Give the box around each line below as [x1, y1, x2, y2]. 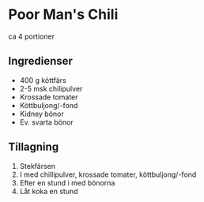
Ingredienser [8, 54, 74, 68]
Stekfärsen [19, 161, 55, 170]
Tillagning [8, 140, 59, 154]
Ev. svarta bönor [19, 117, 74, 127]
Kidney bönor [19, 109, 65, 118]
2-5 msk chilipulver [19, 84, 83, 93]
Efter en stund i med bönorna [19, 178, 115, 187]
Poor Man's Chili [8, 6, 119, 24]
